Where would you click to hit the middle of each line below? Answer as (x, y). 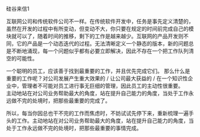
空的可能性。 (22, 58)
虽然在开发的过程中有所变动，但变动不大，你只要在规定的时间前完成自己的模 (100, 29)
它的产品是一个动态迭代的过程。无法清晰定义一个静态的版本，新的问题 (102, 44)
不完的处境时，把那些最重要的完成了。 (63, 101)
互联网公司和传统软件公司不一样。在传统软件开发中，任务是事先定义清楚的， (100, 21)
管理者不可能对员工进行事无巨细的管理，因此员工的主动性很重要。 (102, 86)
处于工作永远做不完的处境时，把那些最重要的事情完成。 (74, 128)
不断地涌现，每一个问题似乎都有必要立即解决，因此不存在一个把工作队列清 (102, 51)
